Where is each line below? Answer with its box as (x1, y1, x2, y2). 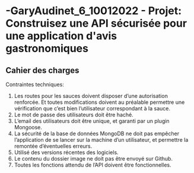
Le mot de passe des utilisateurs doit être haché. (14, 111, 134, 118)
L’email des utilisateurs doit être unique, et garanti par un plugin (14, 117, 170, 125)
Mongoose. (14, 124, 43, 130)
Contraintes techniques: (5, 81, 65, 88)
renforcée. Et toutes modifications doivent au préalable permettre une (14, 99, 185, 106)
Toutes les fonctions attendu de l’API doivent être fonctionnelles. (14, 161, 171, 168)
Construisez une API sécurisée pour (5, 17, 187, 30)
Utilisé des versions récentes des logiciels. (14, 149, 119, 156)
